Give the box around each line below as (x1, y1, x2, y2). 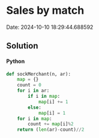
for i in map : (17, 115, 52, 122)
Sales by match (6, 4, 85, 17)
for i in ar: (17, 88, 50, 94)
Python (6, 58, 25, 65)
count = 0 (17, 82, 42, 88)
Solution (6, 41, 38, 51)
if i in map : (28, 94, 61, 100)
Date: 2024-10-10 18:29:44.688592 (6, 23, 94, 31)
